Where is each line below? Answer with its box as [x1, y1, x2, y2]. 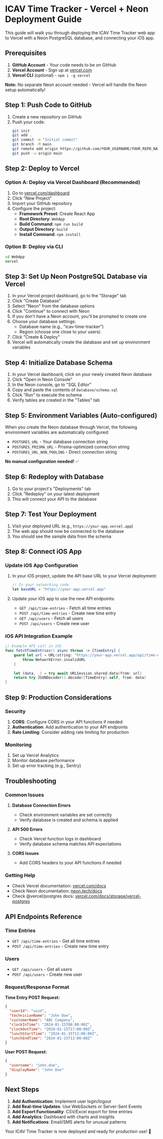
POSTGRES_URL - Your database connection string [12, 439, 108, 444]
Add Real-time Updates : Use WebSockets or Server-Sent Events [12, 1104, 142, 1109]
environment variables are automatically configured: [5, 429, 109, 435]
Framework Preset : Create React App [19, 210, 96, 217]
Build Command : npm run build [19, 221, 83, 227]
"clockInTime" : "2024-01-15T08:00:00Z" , [9, 1022, 92, 1027]
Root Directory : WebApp [19, 216, 65, 221]
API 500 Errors [12, 826, 43, 832]
